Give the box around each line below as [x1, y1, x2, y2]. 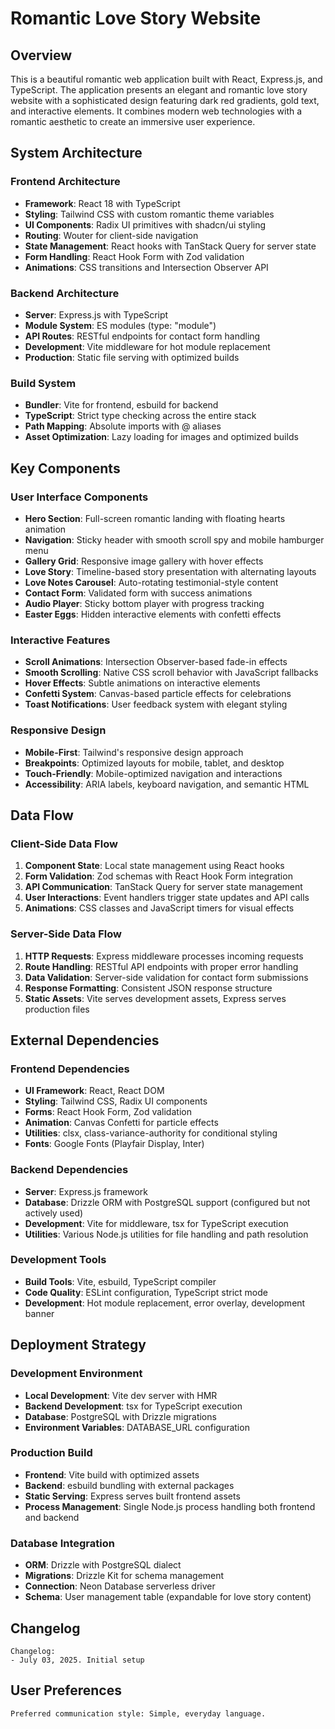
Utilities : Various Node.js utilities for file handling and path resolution [24, 1228, 309, 1240]
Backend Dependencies [10, 1163, 129, 1177]
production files [24, 1003, 90, 1015]
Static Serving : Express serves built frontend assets [24, 1490, 241, 1502]
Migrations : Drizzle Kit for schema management [24, 1570, 225, 1582]
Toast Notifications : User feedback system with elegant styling [24, 698, 288, 711]
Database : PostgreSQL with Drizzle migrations [24, 1410, 217, 1422]
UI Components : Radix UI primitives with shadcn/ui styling [24, 218, 267, 231]
